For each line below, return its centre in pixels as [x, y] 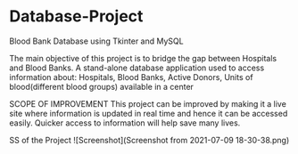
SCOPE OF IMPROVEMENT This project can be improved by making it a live [148, 103]
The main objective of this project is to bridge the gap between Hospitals [143, 58]
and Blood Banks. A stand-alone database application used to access [137, 68]
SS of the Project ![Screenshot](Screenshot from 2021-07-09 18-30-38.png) [149, 140]
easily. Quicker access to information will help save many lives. [125, 123]
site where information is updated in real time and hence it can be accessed [149, 113]
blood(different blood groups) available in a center [102, 86]
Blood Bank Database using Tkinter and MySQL [97, 41]
